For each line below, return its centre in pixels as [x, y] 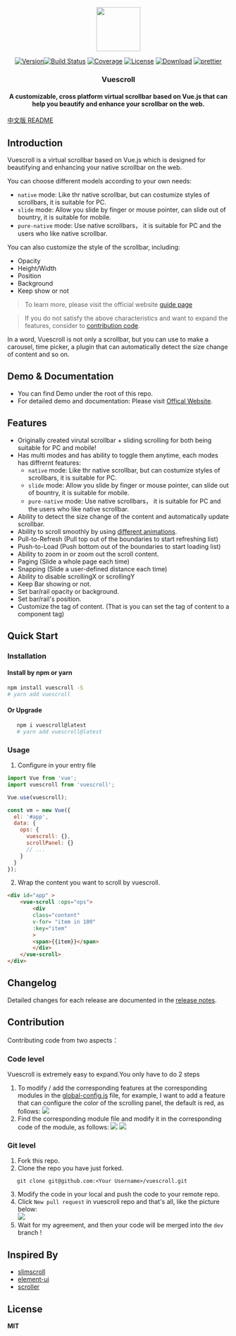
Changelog [32, 983]
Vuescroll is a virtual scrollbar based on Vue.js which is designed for [106, 159]
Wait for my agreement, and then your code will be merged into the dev [120, 1225]
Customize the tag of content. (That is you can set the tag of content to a [123, 606]
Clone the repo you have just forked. [70, 1168]
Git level [22, 1145]
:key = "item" [50, 928]
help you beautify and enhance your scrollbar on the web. [118, 104]
